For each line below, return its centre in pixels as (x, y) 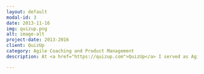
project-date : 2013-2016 (38, 40)
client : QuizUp (25, 46)
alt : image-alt (25, 34)
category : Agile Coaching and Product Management (70, 51)
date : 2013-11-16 (28, 23)
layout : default (27, 12)
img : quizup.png (27, 29)
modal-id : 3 (21, 17)
